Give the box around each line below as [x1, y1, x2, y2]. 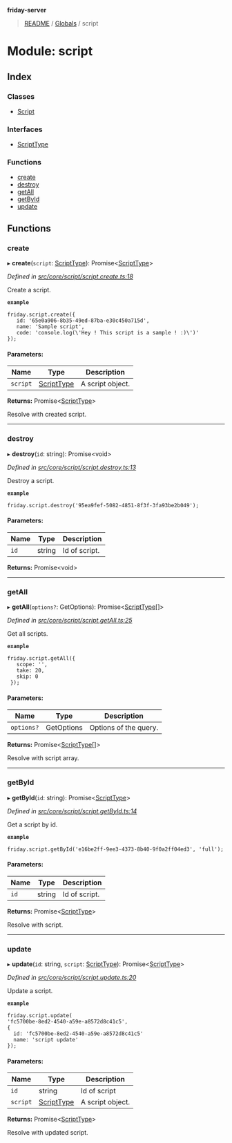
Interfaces [7, 124, 43, 134]
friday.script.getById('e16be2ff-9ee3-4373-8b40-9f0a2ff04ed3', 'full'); [7, 846, 224, 853]
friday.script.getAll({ [7, 655, 76, 662]
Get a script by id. [7, 820, 58, 829]
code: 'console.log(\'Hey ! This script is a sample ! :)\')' [16, 330, 199, 337]
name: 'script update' [13, 1037, 79, 1043]
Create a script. [7, 286, 52, 294]
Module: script [7, 44, 93, 59]
